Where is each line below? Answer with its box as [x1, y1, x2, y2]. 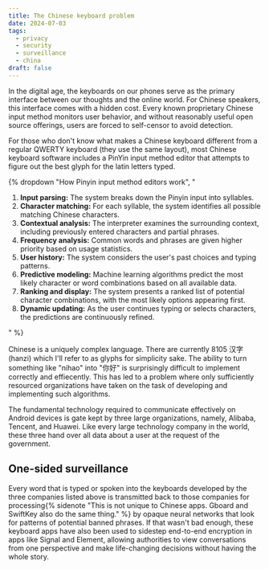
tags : [8, 27, 26, 35]
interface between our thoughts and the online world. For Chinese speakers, [8, 94, 261, 104]
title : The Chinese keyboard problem [8, 11, 135, 20]
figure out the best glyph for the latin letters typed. [8, 162, 176, 171]
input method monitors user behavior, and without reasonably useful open [8, 112, 254, 121]
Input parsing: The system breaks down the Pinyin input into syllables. [19, 192, 255, 202]
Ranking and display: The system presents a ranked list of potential [19, 286, 245, 296]
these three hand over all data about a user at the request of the [8, 430, 220, 440]
